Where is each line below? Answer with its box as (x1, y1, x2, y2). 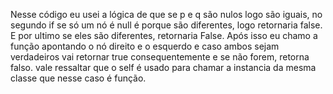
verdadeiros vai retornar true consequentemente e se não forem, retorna (10, 51, 310, 63)
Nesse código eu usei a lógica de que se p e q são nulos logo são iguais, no (10, 9, 323, 20)
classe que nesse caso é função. (10, 72, 147, 84)
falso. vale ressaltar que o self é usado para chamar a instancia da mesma (10, 62, 317, 73)
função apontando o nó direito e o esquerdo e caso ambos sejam (10, 40, 280, 52)
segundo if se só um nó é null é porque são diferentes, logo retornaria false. (10, 19, 323, 31)
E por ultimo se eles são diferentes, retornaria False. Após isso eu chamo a (10, 30, 318, 41)
